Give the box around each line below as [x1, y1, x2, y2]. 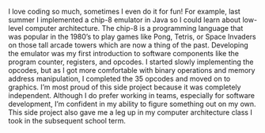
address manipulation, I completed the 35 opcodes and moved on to [8, 74, 231, 83]
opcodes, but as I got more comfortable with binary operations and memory [8, 66, 256, 74]
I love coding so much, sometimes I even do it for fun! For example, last [8, 7, 241, 16]
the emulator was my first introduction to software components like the [8, 49, 240, 58]
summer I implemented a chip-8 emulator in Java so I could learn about [8, 15, 241, 25]
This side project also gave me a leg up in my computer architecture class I [8, 108, 253, 117]
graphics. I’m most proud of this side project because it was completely [8, 82, 241, 92]
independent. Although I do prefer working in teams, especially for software [8, 91, 256, 100]
